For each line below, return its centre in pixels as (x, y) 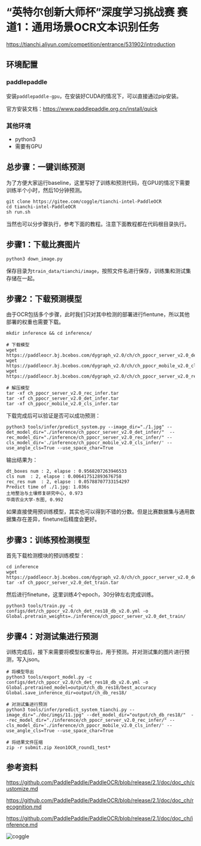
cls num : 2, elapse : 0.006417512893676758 (64, 477)
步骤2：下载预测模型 (44, 298)
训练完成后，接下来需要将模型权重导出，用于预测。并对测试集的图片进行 (95, 652)
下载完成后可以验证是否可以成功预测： (53, 416)
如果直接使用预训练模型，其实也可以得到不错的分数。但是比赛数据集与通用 (98, 512)
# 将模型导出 (20, 672)
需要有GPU (28, 146)
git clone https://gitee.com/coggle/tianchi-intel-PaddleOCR (84, 202)
